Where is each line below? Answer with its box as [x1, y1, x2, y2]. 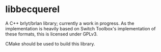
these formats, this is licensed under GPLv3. [5, 31, 98, 37]
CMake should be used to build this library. [5, 40, 95, 46]
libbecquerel [5, 4, 60, 15]
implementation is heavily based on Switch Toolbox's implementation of [5, 25, 156, 31]
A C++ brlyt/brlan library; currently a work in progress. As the [5, 20, 135, 26]
